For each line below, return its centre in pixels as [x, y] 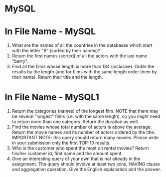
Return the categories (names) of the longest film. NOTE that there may [85, 111]
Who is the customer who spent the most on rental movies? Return [80, 148]
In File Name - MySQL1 [52, 97]
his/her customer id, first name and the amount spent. [67, 154]
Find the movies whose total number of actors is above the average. [82, 127]
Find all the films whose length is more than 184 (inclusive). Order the [83, 67]
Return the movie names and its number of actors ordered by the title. [83, 132]
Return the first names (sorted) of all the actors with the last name [80, 56]
